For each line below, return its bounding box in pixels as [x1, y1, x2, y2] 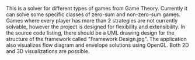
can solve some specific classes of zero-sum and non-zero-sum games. [6, 11, 181, 18]
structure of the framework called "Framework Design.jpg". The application [6, 36, 187, 42]
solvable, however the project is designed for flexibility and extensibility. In [6, 23, 186, 30]
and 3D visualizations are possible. [6, 48, 90, 54]
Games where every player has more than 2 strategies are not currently [6, 17, 178, 24]
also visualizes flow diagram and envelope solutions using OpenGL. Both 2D [6, 42, 189, 48]
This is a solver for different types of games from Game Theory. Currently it [6, 5, 188, 12]
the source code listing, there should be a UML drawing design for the [6, 29, 175, 36]
